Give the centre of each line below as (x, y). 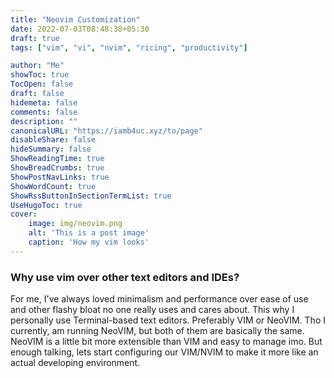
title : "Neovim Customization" (75, 19)
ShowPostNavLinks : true (60, 177)
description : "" (44, 121)
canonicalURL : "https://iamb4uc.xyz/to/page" (106, 131)
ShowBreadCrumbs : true (57, 168)
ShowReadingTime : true (57, 159)
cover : (24, 214)
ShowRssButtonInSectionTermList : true (91, 196)
